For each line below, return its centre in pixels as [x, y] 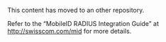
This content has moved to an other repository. [76, 10]
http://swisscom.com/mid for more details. [70, 31]
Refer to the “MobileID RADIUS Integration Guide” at [83, 23]
